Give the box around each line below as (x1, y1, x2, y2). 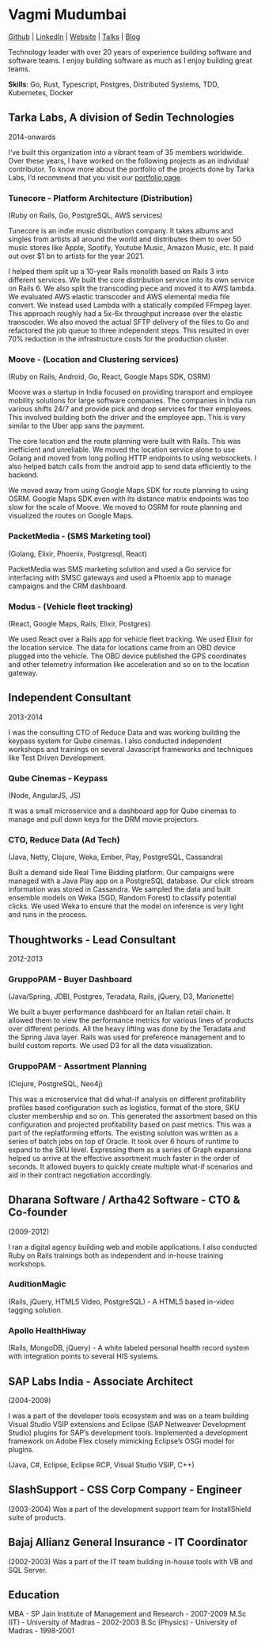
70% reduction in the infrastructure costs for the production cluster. (8, 334, 229, 344)
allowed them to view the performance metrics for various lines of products (8, 1016, 255, 1025)
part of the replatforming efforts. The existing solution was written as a (8, 1127, 239, 1137)
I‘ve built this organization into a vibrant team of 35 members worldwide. (8, 147, 244, 156)
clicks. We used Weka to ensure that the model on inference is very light (8, 901, 244, 911)
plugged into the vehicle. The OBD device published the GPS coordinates (8, 651, 247, 661)
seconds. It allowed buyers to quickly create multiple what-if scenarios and (8, 1162, 253, 1171)
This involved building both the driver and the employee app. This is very (8, 413, 246, 422)
